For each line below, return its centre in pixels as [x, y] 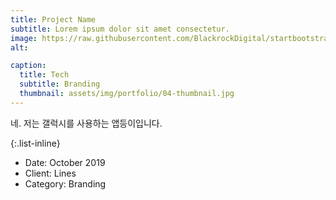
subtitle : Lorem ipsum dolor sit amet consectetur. [120, 29]
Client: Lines [50, 173]
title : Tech [44, 75]
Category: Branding [65, 183]
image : [24, 38]
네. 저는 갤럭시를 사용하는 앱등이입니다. [86, 123]
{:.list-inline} [35, 143]
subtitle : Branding [60, 84]
